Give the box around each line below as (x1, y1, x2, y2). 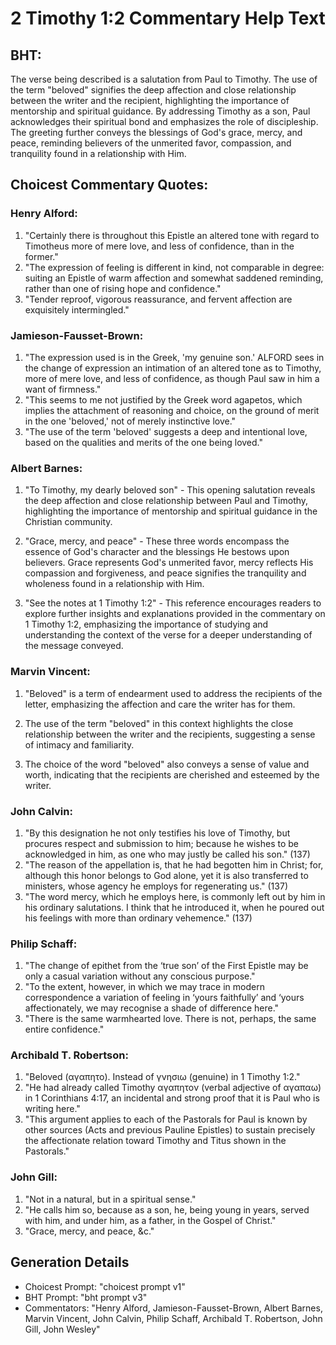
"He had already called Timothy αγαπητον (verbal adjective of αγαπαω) (24, 1082, 322, 1094)
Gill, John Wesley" (24, 1323, 101, 1335)
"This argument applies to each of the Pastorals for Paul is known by (24, 1113, 308, 1126)
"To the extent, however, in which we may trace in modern (24, 981, 265, 993)
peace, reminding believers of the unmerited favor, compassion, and (10, 137, 292, 149)
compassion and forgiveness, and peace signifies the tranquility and (24, 567, 307, 579)
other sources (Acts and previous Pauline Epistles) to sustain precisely (24, 1124, 316, 1136)
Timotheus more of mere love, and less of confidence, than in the (24, 240, 295, 252)
